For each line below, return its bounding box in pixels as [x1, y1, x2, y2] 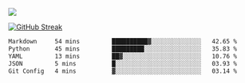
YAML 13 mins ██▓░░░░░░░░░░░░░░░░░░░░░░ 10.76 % [8, 52, 238, 60]
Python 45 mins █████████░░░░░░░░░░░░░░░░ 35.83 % [8, 44, 238, 53]
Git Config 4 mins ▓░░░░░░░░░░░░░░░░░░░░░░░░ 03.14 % [8, 67, 238, 75]
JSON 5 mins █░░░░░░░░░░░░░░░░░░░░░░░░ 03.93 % [8, 59, 238, 67]
